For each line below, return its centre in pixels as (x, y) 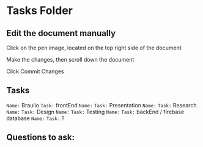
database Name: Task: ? (35, 118)
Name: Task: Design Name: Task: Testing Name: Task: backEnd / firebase (95, 112)
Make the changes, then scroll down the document (70, 59)
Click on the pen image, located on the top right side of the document (94, 48)
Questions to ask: (41, 138)
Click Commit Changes (35, 71)
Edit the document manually (61, 33)
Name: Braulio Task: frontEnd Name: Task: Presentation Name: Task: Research (102, 105)
